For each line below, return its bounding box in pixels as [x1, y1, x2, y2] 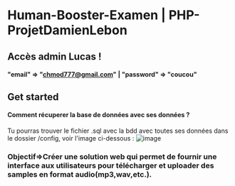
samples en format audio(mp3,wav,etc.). [7, 169, 152, 179]
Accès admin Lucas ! [7, 50, 102, 62]
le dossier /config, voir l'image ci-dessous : [7, 133, 135, 142]
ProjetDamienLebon [7, 22, 128, 38]
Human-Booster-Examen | [7, 7, 166, 23]
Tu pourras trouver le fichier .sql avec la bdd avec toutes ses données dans [7, 126, 229, 135]
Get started [7, 91, 59, 103]
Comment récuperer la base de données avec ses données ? [7, 111, 190, 119]
